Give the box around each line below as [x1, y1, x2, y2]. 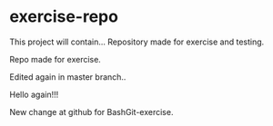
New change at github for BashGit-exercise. [9, 106, 174, 117]
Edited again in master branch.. [9, 71, 126, 82]
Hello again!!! [9, 89, 59, 100]
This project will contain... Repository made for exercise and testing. [9, 36, 265, 47]
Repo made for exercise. [9, 53, 102, 64]
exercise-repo [9, 6, 118, 27]
